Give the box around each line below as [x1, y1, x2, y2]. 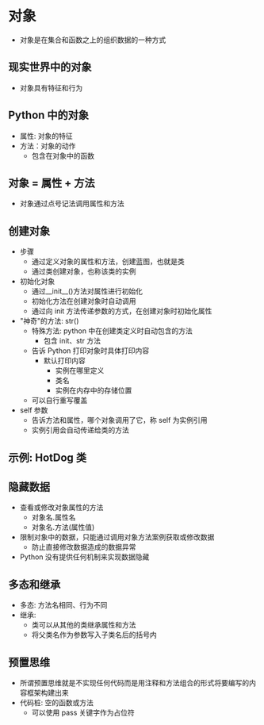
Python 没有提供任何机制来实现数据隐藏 [19, 552, 150, 562]
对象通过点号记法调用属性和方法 [19, 199, 124, 209]
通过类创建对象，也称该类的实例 [31, 267, 136, 276]
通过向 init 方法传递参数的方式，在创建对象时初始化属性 [31, 306, 212, 316]
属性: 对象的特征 [19, 131, 73, 140]
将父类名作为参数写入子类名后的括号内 [31, 630, 157, 639]
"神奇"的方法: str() [19, 316, 79, 326]
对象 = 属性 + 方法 [8, 176, 95, 190]
